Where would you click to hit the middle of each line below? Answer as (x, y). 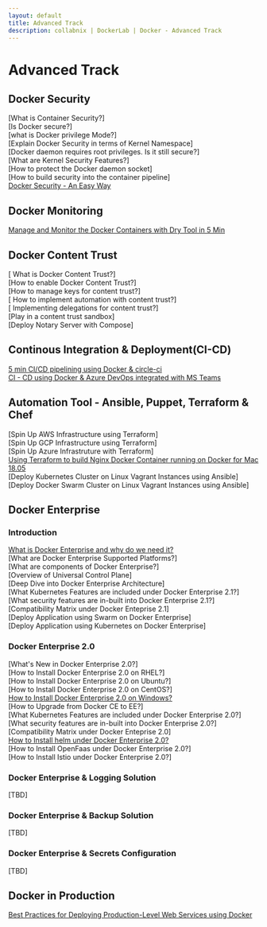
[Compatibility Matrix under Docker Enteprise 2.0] (90, 731)
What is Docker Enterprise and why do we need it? (91, 550)
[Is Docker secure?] (41, 127)
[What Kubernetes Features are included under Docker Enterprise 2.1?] (124, 592)
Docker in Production (62, 896)
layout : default (35, 16)
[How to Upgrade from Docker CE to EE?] (76, 706)
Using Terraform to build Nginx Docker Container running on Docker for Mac (133, 459)
